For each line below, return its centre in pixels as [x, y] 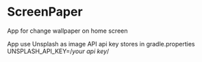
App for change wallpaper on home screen [67, 31]
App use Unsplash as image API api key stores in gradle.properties [101, 44]
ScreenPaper [45, 12]
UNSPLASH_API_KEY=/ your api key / [58, 51]
